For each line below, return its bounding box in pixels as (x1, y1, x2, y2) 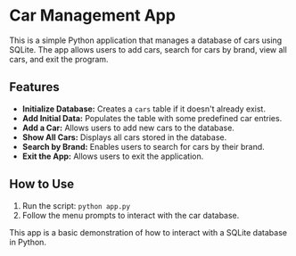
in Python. (9, 236, 47, 247)
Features (9, 79, 60, 95)
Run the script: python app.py (21, 200, 131, 211)
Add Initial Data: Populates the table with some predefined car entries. (21, 112, 283, 123)
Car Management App (9, 5, 177, 26)
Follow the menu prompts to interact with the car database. (21, 210, 240, 220)
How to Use (9, 177, 75, 192)
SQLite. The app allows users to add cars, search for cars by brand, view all (9, 44, 287, 54)
